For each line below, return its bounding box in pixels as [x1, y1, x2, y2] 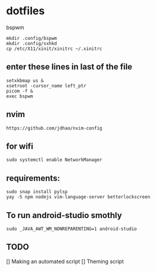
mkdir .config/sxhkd [6, 40, 58, 46]
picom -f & [6, 88, 33, 94]
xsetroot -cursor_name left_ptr [6, 83, 86, 89]
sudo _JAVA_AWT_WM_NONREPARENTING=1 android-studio [6, 226, 137, 232]
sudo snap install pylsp [6, 189, 68, 195]
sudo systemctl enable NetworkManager [6, 157, 102, 163]
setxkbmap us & [6, 77, 44, 84]
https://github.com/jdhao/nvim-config [6, 125, 102, 131]
